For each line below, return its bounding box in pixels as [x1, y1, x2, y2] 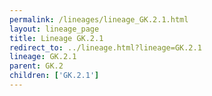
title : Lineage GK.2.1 [9, 33, 104, 43]
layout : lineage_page [9, 24, 100, 34]
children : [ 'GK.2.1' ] [9, 71, 100, 81]
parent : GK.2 [9, 61, 64, 71]
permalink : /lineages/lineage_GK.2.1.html [9, 14, 189, 25]
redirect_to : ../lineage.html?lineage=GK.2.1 [9, 42, 202, 53]
